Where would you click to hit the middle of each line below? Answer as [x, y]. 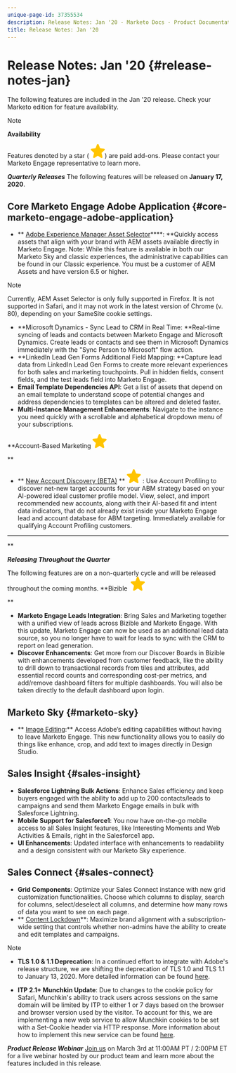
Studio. [28, 751]
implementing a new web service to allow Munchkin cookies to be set [118, 1020]
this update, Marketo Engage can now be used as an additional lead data [123, 631]
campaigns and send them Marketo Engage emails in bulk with [108, 805]
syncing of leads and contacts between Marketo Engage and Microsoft [120, 335]
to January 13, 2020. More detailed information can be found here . [114, 976]
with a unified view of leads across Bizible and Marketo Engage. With [117, 623]
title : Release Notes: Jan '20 [53, 29]
